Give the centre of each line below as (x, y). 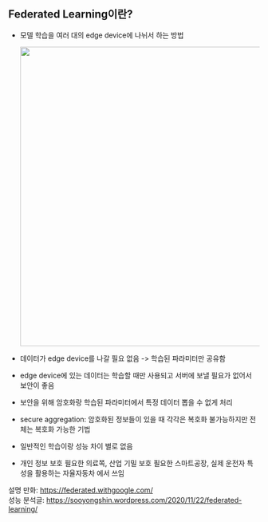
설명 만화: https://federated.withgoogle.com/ (81, 490)
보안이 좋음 (37, 385)
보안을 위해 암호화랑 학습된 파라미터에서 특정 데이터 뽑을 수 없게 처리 (126, 402)
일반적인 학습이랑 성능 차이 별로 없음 (76, 446)
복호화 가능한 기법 (63, 429)
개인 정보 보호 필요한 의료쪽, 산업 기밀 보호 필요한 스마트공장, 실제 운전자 (132, 463)
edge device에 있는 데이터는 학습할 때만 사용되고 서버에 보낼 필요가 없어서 (136, 375)
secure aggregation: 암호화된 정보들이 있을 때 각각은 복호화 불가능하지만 (134, 419)
